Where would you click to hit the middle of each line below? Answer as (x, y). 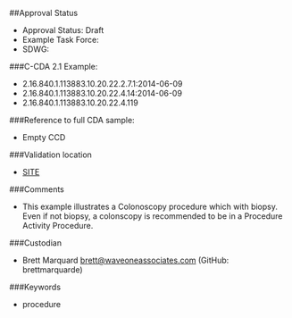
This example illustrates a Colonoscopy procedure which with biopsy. (150, 206)
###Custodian (36, 243)
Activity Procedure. (58, 226)
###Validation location (50, 155)
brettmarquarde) (52, 270)
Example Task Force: (61, 40)
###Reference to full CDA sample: (72, 120)
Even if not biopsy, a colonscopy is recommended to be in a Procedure (152, 216)
